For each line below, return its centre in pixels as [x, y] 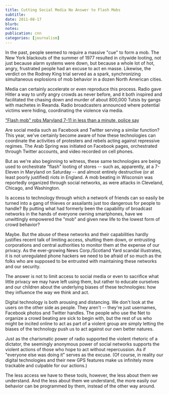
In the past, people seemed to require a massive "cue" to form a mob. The [82, 52]
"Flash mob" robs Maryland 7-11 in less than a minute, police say [72, 120]
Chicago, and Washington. [33, 188]
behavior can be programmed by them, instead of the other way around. [80, 386]
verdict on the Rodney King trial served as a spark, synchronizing [73, 74]
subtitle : [16, 15]
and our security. [23, 266]
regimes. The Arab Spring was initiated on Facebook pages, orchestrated [81, 146]
